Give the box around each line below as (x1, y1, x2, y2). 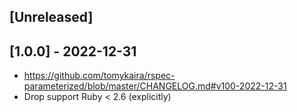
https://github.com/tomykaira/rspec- (23, 70, 176, 82)
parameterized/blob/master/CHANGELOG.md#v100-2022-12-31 (23, 80, 287, 92)
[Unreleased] (9, 9, 94, 26)
